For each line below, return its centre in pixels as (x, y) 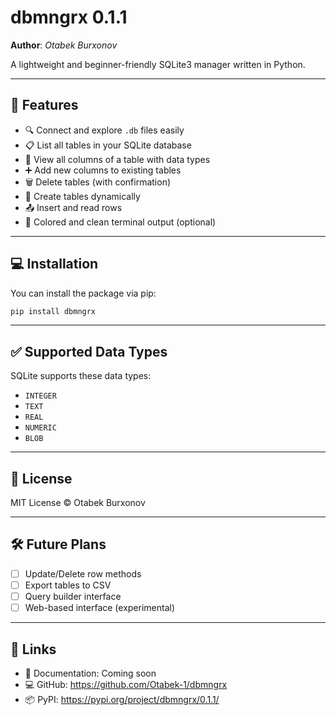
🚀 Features (44, 105)
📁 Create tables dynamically (82, 196)
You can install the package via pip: (83, 293)
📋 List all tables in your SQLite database (108, 145)
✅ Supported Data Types (89, 351)
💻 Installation (54, 264)
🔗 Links (33, 649)
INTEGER (40, 396)
